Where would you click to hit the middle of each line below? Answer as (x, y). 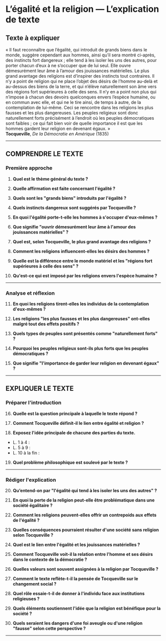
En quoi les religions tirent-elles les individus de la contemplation (81, 304)
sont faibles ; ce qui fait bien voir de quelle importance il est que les (74, 123)
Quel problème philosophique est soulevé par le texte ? (70, 462)
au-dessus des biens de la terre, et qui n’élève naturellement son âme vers (81, 87)
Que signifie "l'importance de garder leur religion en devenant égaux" (86, 363)
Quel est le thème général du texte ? (50, 179)
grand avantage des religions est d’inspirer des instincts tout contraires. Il (80, 76)
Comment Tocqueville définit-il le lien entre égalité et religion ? (78, 423)
